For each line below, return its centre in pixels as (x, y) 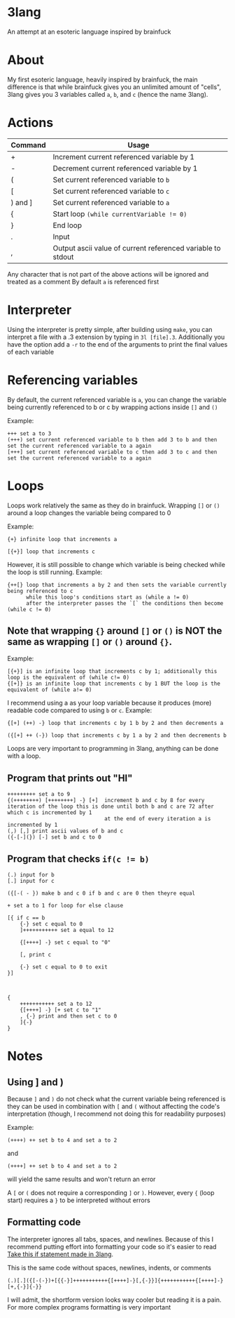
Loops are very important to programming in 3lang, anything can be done (113, 749)
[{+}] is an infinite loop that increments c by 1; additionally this (112, 672)
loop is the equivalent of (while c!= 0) (69, 678)
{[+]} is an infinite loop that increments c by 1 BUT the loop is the (114, 684)
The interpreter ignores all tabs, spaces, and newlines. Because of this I (111, 1239)
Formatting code (44, 1222)
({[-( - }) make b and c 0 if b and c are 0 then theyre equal (101, 893)
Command (29, 145)
